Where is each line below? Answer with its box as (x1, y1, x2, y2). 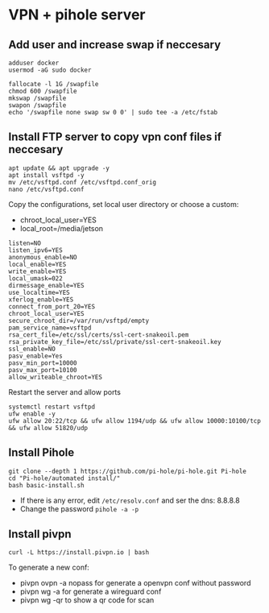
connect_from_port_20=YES (8, 302, 95, 311)
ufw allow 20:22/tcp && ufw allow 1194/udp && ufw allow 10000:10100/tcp (8, 416, 262, 425)
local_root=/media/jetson (19, 223, 103, 233)
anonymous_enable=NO (8, 253, 78, 261)
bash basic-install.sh (8, 481, 85, 489)
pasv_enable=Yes (8, 352, 63, 360)
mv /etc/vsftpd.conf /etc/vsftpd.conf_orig (8, 178, 157, 186)
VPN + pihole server (8, 6, 146, 24)
